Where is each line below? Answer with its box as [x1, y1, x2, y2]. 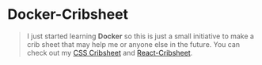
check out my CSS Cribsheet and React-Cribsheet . [26, 48, 193, 57]
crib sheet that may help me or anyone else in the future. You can [26, 39, 241, 49]
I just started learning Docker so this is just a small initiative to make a [26, 31, 255, 41]
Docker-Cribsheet [7, 5, 128, 23]
